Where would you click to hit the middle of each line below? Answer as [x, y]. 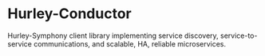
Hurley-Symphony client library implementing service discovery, [113, 35]
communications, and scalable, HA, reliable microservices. [130, 43]
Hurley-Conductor [70, 14]
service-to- [239, 35]
